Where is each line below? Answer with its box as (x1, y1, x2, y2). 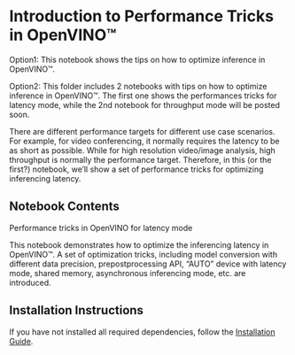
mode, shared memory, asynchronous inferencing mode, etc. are (9, 267, 246, 278)
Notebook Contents (9, 199, 120, 214)
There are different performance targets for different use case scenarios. (9, 126, 276, 136)
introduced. (9, 277, 51, 288)
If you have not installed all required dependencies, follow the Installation (9, 326, 276, 337)
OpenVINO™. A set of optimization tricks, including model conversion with (9, 249, 277, 259)
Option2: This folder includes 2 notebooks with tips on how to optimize (9, 81, 268, 91)
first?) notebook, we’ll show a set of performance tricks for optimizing (9, 164, 264, 174)
